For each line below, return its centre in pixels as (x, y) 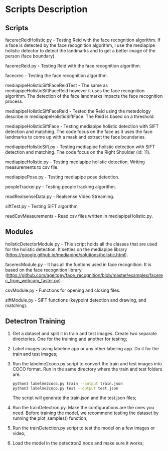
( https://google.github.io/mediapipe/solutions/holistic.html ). (67, 254)
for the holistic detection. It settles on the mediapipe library (66, 249)
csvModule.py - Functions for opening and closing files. (63, 290)
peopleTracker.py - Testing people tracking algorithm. (61, 187)
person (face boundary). (31, 56)
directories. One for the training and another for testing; (70, 339)
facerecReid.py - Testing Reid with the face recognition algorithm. (73, 66)
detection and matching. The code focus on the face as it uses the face (79, 132)
